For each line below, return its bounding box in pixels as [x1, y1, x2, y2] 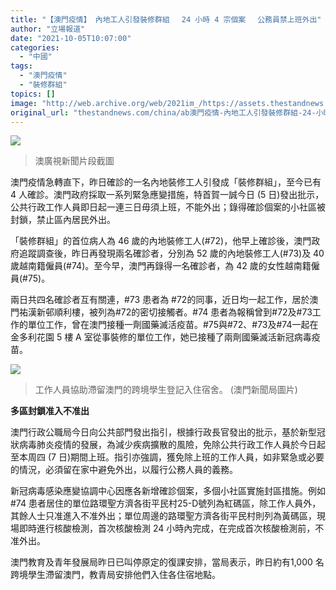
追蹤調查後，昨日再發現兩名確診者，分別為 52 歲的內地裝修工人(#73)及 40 [18, 247, 325, 260]
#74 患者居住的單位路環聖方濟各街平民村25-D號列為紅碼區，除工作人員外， [10, 497, 322, 510]
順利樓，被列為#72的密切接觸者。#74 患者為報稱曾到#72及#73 [53, 306, 313, 318]
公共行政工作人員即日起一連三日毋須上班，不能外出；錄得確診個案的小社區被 [10, 201, 326, 213]
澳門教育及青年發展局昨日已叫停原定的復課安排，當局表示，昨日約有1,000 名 [10, 556, 325, 568]
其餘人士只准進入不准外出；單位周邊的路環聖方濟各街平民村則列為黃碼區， [10, 510, 317, 522]
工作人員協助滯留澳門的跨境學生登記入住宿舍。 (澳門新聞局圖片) [34, 384, 298, 396]
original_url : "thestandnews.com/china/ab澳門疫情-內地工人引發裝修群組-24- [10, 107, 317, 118]
